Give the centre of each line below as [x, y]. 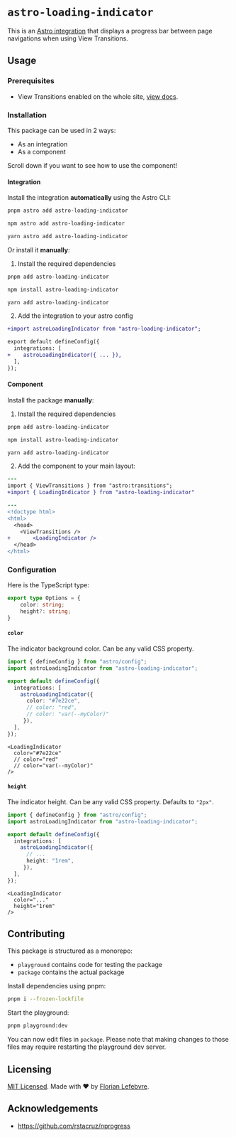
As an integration [43, 144]
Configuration [32, 570]
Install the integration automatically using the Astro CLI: [89, 198]
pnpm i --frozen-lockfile [45, 999]
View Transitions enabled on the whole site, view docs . [98, 96]
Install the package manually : [51, 400]
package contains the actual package [71, 972]
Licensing [29, 1069]
